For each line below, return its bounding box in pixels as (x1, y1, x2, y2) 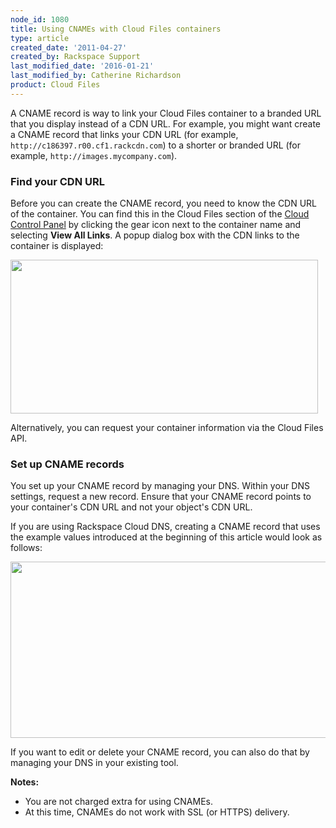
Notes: (10, 776, 40, 788)
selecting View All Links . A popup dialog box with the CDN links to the (10, 229, 300, 241)
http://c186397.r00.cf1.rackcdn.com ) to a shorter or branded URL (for (10, 139, 302, 151)
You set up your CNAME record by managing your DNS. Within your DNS (10, 480, 310, 492)
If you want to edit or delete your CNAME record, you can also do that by (10, 746, 310, 758)
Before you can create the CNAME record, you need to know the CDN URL (10, 197, 318, 210)
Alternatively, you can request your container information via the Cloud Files (10, 422, 324, 434)
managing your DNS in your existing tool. (10, 757, 179, 769)
